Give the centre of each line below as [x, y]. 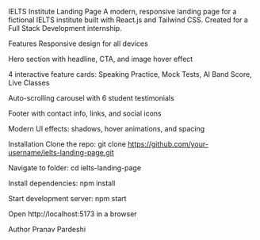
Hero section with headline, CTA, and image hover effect [101, 59]
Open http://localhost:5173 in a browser [73, 214]
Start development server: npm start [67, 198]
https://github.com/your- [168, 144]
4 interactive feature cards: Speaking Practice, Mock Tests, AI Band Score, [130, 74]
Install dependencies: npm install [62, 183]
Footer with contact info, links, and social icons [85, 113]
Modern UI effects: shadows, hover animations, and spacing [107, 129]
